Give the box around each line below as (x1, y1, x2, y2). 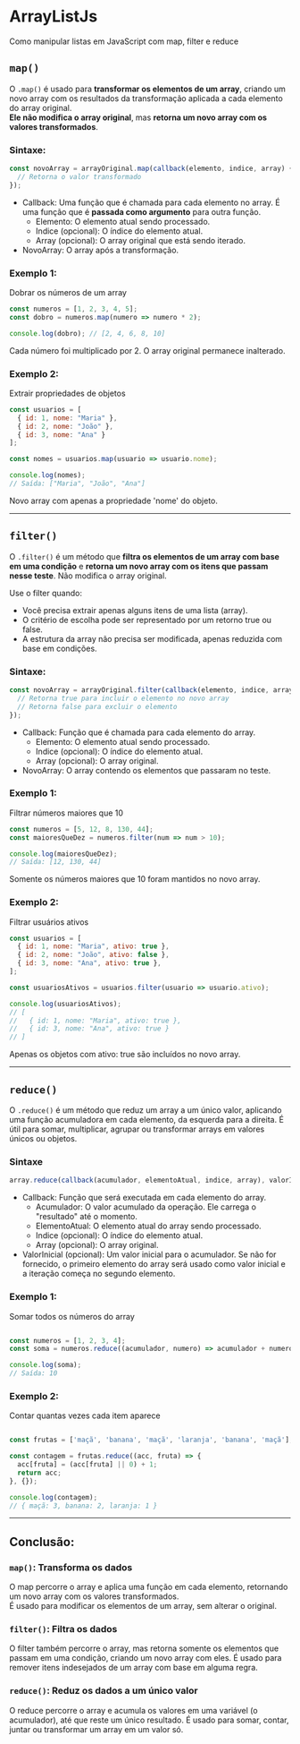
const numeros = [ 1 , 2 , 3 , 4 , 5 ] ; (9, 304, 138, 313)
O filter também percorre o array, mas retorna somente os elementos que (9, 1643, 279, 1654)
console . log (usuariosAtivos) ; (9, 999, 122, 1008)
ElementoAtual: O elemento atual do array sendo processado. (35, 1220, 262, 1232)
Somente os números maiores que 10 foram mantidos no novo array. (9, 874, 261, 885)
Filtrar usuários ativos (9, 916, 89, 928)
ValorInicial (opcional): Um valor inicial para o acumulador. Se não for (21, 1249, 277, 1260)
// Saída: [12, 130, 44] (9, 858, 102, 867)
